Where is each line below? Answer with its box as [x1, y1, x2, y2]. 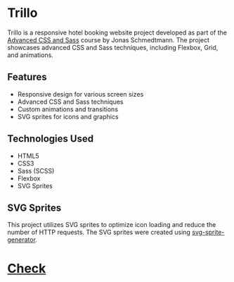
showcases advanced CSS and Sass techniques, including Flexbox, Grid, [7, 43, 219, 51]
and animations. [7, 51, 54, 59]
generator [7, 235, 36, 244]
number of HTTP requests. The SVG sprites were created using [7, 228, 191, 237]
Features [7, 71, 47, 83]
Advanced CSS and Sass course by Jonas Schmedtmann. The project [7, 35, 209, 44]
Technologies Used [7, 133, 93, 145]
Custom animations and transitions [17, 104, 118, 114]
